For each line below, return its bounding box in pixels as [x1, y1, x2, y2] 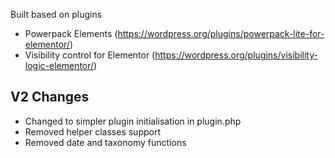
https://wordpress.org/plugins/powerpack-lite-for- [117, 28, 325, 39]
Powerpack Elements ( [24, 28, 118, 39]
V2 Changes [10, 89, 90, 106]
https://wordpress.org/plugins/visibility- [154, 49, 318, 61]
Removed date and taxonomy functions [24, 136, 187, 148]
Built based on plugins [10, 9, 103, 20]
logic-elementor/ [24, 60, 95, 71]
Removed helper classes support [24, 125, 161, 138]
